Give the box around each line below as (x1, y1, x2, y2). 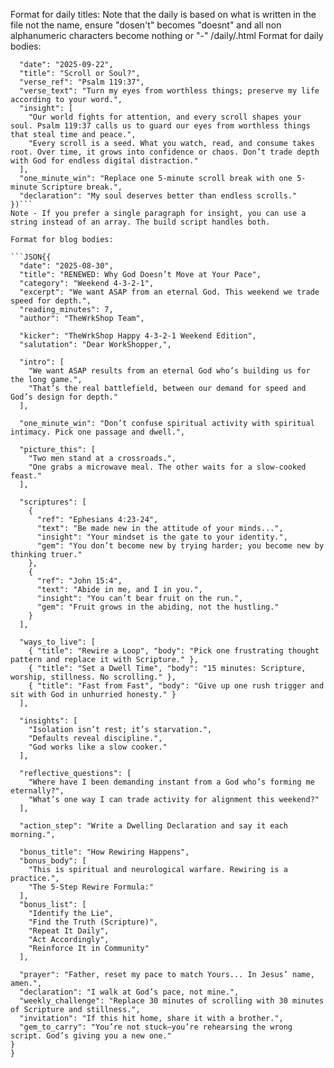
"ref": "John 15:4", (36, 576, 123, 586)
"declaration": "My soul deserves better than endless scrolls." (19, 191, 298, 201)
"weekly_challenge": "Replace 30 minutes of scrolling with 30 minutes (19, 996, 325, 1006)
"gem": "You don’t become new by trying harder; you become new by (36, 541, 325, 551)
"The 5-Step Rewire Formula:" (28, 882, 155, 892)
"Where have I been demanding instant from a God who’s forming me (28, 777, 315, 787)
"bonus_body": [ (19, 856, 87, 866)
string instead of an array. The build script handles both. (10, 217, 271, 227)
